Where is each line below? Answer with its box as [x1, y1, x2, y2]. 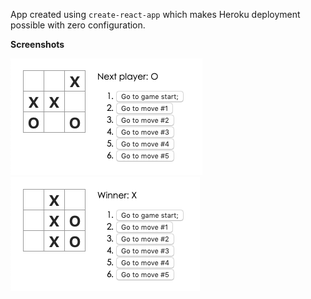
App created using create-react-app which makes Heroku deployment [10, 9, 301, 20]
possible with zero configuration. [10, 19, 146, 31]
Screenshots [10, 39, 65, 50]
